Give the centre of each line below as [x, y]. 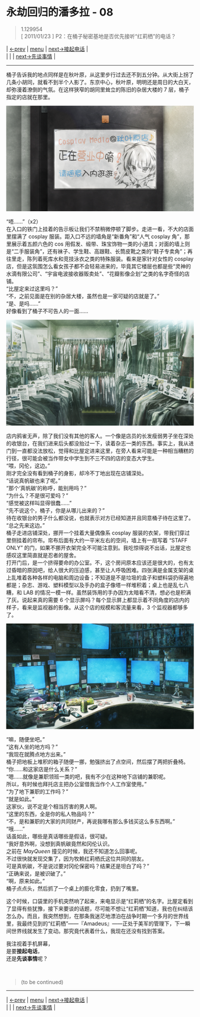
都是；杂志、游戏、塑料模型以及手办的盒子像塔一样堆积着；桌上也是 [90, 585]
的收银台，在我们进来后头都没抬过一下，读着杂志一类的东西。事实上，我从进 [100, 443]
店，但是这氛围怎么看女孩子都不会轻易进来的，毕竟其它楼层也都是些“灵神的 [99, 267]
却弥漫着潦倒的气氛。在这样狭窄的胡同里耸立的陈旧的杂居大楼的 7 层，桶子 [98, 89]
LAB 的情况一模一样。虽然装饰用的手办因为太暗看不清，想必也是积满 [107, 592]
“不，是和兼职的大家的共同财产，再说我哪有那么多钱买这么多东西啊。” [91, 821]
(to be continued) [42, 982]
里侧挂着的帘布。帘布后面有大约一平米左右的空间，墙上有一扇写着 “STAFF [97, 540]
